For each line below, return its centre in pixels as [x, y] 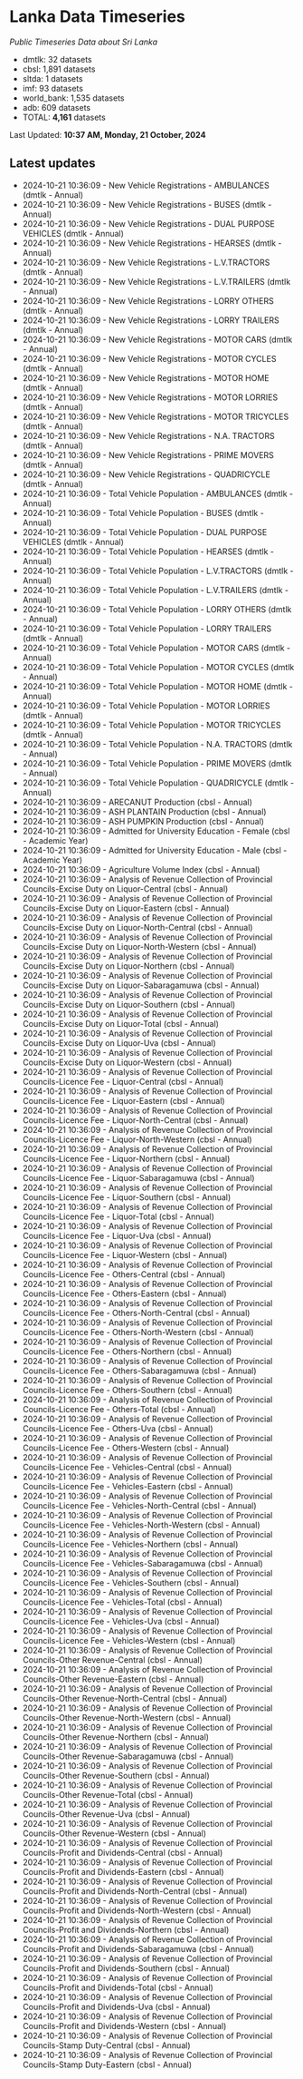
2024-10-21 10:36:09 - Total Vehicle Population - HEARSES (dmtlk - [148, 551]
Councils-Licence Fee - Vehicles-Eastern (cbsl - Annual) [128, 1486]
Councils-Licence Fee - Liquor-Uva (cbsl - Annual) [117, 1235]
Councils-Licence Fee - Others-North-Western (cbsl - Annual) [138, 1332]
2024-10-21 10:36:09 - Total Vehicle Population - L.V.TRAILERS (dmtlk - [156, 590]
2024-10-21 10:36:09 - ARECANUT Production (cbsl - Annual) [137, 802]
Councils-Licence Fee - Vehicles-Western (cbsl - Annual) [129, 1640]
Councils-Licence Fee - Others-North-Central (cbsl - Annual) [136, 1313]
